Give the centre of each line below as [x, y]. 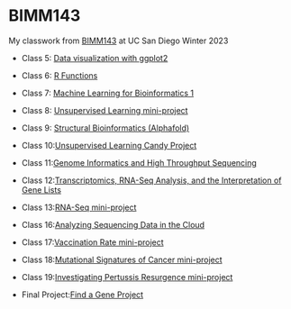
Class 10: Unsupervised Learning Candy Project [109, 145]
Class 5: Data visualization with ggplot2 [95, 58]
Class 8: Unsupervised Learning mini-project [105, 110]
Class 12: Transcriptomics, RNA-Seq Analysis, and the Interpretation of [151, 180]
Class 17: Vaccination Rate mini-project [92, 242]
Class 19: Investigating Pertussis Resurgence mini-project [127, 277]
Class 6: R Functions [59, 75]
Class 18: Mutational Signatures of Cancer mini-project [122, 259]
